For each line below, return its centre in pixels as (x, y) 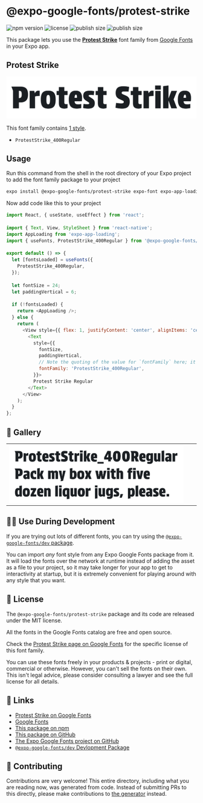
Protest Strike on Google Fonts (53, 715)
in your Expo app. (28, 46)
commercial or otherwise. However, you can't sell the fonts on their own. (96, 668)
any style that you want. (36, 580)
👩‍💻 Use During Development (61, 522)
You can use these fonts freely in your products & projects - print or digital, (99, 662)
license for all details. (33, 681)
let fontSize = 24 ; (36, 285)
